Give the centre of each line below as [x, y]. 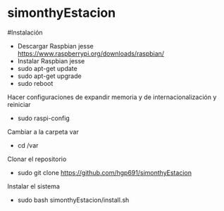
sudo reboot [35, 83]
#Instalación [25, 32]
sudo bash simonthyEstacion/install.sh [73, 200]
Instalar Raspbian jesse [51, 60]
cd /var [28, 145]
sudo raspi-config [44, 118]
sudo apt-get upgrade [50, 76]
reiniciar [19, 104]
